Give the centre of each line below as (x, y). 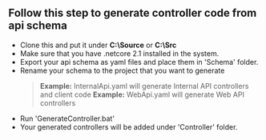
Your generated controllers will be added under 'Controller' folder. (129, 126)
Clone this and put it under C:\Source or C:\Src (98, 45)
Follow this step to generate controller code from (133, 13)
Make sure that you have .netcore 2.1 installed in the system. (119, 53)
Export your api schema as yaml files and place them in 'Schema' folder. (139, 62)
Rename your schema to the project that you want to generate (122, 70)
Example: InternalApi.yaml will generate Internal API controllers (144, 86)
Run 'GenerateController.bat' (67, 118)
